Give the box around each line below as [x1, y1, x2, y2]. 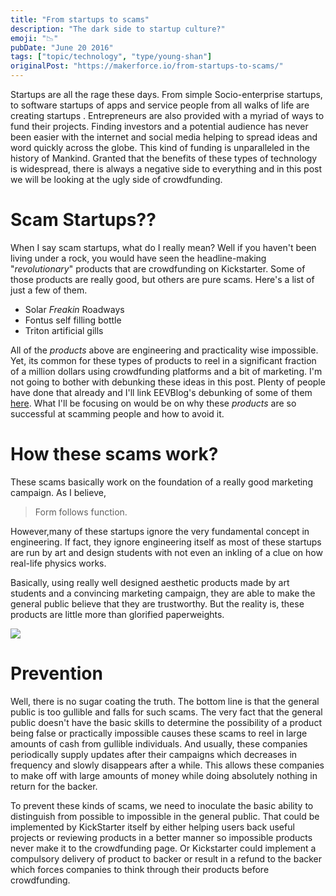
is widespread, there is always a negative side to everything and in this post [10, 163, 323, 175]
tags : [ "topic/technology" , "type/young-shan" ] [10, 52, 213, 62]
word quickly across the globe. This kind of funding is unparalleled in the [10, 142, 310, 153]
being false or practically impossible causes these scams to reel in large [10, 727, 308, 739]
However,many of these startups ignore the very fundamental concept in [10, 525, 310, 537]
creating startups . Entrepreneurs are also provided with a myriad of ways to [10, 110, 325, 121]
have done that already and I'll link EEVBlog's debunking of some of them [10, 386, 313, 398]
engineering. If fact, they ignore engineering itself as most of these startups [10, 536, 322, 548]
